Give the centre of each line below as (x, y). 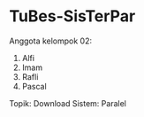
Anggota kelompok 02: (51, 41)
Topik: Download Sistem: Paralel (68, 103)
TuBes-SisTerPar (72, 16)
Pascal (34, 86)
